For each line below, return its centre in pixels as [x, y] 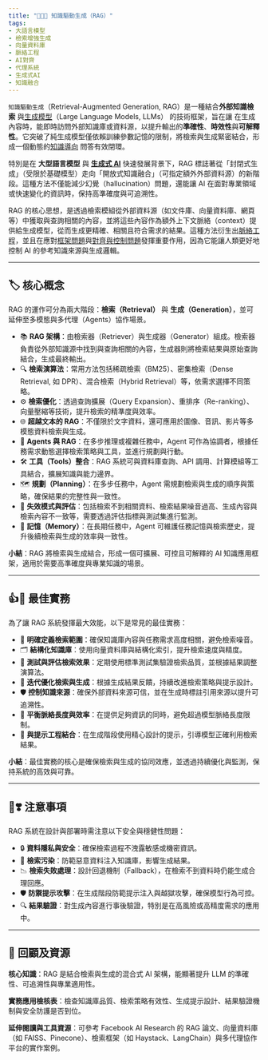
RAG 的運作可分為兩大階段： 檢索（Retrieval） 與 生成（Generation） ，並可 [131, 309]
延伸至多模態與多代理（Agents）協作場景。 [79, 320]
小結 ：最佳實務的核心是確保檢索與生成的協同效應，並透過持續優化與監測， [130, 762]
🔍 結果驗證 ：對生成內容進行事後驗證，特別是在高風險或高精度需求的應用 [140, 905]
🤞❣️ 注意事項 [37, 807]
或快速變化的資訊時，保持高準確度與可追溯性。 [85, 193]
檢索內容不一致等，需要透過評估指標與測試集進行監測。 [110, 516]
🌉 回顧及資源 [39, 953]
